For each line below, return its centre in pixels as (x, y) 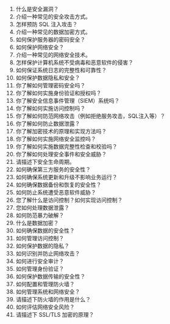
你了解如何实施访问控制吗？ (51, 108)
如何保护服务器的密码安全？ (51, 39)
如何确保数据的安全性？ (45, 230)
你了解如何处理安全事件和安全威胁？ (61, 154)
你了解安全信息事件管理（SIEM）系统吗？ (68, 101)
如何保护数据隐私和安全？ (48, 78)
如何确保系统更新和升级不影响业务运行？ (66, 177)
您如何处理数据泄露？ (42, 208)
